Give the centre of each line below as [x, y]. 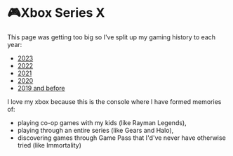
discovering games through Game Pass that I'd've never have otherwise [121, 138]
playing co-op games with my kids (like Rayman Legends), [102, 122]
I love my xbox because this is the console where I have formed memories [114, 101]
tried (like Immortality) [49, 145]
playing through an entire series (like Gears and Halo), [95, 130]
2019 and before [41, 88]
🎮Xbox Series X [56, 13]
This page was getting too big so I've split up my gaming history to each [112, 37]
